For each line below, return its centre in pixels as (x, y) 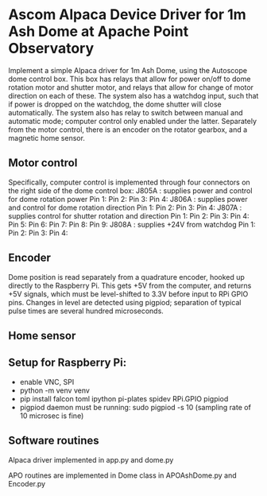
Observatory (51, 48)
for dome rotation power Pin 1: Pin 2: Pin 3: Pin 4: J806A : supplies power (128, 199)
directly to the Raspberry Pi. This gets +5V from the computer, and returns (130, 285)
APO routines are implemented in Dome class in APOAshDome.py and (122, 475)
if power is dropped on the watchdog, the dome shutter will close (115, 104)
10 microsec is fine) (52, 416)
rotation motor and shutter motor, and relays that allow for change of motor (131, 87)
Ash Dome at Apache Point (99, 31)
